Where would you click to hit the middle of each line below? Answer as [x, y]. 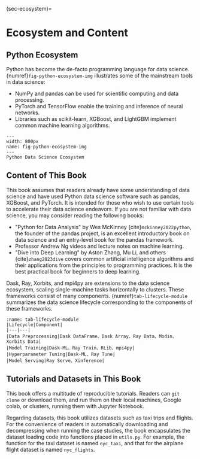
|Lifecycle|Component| [34, 325]
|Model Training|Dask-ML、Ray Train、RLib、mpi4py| [71, 348]
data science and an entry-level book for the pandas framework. [94, 239]
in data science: [26, 82]
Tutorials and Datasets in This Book [74, 379]
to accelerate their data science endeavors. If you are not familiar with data [99, 209]
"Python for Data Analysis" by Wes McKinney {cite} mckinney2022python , [103, 227]
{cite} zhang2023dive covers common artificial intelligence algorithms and [104, 259]
